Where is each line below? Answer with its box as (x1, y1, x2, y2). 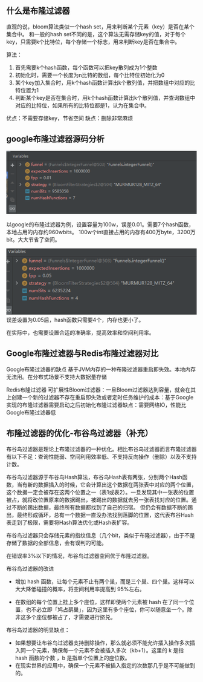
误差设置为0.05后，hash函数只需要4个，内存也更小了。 (6, 316, 144, 323)
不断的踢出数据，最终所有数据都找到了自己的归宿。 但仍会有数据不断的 (11, 503, 188, 511)
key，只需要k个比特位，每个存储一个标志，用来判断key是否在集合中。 (6, 38, 180, 45)
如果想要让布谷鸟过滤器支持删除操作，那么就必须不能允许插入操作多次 (14, 639, 190, 646)
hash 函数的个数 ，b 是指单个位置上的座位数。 (14, 654, 130, 661)
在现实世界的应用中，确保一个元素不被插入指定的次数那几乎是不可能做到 (14, 661, 195, 669)
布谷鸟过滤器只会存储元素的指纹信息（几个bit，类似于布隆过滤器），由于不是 (6, 531, 195, 539)
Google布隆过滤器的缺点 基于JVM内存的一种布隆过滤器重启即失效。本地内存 (6, 366, 196, 373)
